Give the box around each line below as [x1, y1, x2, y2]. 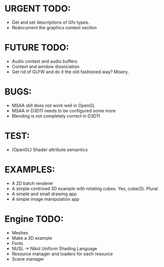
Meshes [11, 229, 28, 235]
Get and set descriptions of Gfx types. [11, 19, 90, 25]
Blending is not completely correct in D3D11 [11, 113, 100, 119]
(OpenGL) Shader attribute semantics [11, 146, 88, 152]
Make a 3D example [11, 235, 53, 241]
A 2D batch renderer [11, 180, 54, 186]
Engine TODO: [4, 213, 64, 224]
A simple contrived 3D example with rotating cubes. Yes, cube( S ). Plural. [11, 185, 160, 191]
